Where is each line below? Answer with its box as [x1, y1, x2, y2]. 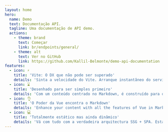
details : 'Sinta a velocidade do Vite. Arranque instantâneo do [14, 77, 151, 82]
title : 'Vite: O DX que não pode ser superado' [14, 73, 115, 78]
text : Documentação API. [9, 21, 61, 27]
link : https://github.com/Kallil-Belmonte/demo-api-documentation [18, 59, 160, 64]
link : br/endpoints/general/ [18, 45, 79, 50]
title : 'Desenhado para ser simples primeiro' [14, 86, 113, 92]
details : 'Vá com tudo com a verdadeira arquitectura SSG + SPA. [14, 119, 153, 124]
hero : [5, 12, 16, 17]
